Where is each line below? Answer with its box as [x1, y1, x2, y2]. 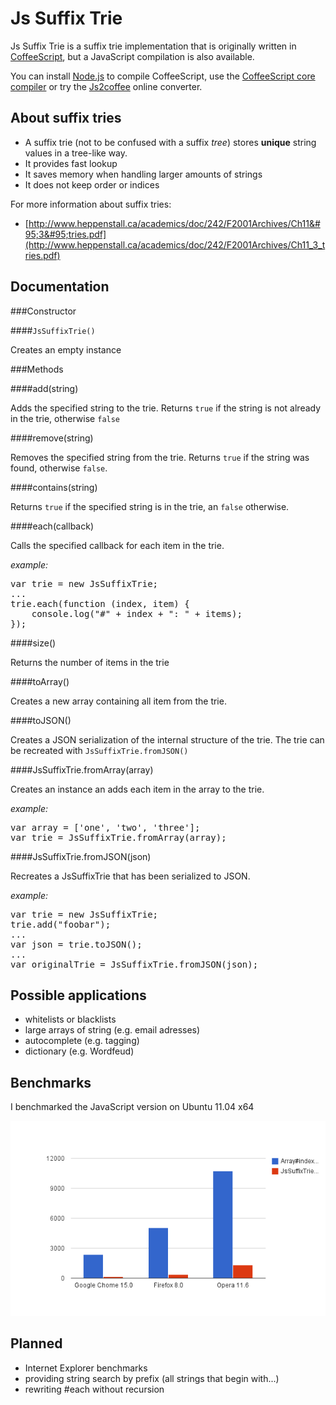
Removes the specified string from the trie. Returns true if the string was [10, 451, 310, 463]
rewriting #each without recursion [24, 1383, 165, 1395]
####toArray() [10, 675, 70, 687]
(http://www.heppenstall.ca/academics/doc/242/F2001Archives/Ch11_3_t [24, 238, 326, 251]
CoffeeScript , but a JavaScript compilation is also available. [10, 50, 255, 62]
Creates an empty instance [10, 343, 122, 356]
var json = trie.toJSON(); [10, 938, 143, 950]
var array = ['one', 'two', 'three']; [10, 822, 201, 833]
